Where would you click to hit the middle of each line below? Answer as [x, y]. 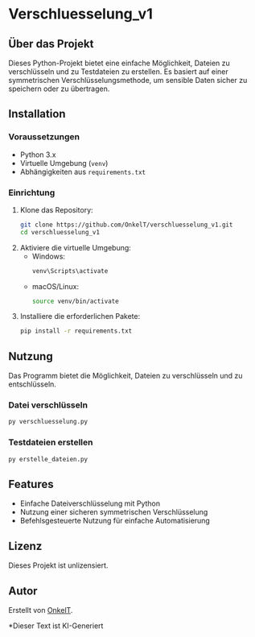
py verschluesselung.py [48, 422]
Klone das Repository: [57, 209]
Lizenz [25, 546]
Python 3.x [38, 155]
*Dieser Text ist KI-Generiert [56, 626]
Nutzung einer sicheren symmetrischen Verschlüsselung [114, 512]
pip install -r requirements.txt [76, 331]
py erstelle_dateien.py [48, 459]
